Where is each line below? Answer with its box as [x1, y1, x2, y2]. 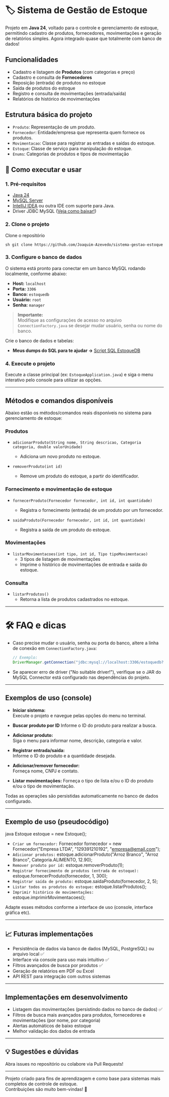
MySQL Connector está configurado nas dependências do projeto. [12, 674, 151, 680]
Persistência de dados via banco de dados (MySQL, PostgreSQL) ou [12, 946, 154, 952]
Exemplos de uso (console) [5, 694, 92, 703]
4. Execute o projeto [5, 360, 55, 367]
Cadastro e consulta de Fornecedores [12, 74, 92, 80]
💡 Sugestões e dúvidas [5, 1047, 79, 1056]
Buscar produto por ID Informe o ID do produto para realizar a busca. [12, 722, 157, 728]
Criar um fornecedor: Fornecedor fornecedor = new [12, 841, 122, 847]
